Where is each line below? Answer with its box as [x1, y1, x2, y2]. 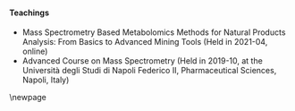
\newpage [9, 92, 47, 103]
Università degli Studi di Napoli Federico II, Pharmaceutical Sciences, [21, 65, 277, 76]
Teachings [9, 7, 50, 18]
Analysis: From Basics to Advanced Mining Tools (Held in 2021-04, [21, 37, 268, 47]
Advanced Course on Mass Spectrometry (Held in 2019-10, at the [21, 55, 264, 66]
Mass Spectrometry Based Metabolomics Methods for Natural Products [21, 27, 286, 38]
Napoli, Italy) [21, 74, 70, 85]
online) [21, 46, 48, 57]
